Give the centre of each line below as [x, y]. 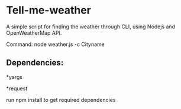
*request [17, 88]
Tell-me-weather [49, 10]
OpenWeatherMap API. [34, 32]
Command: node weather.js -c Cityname [55, 44]
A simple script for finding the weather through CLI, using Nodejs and [91, 27]
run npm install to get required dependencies [61, 100]
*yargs [14, 77]
